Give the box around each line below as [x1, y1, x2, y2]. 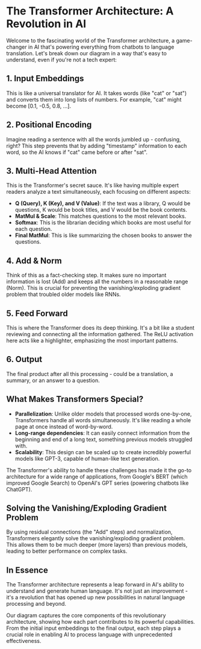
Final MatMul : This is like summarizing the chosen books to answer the [14, 232, 193, 239]
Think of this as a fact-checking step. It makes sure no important [6, 272, 167, 279]
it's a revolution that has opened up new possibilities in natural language [6, 594, 185, 601]
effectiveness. [6, 638, 42, 645]
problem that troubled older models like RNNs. [6, 291, 122, 298]
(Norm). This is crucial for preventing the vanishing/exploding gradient [6, 285, 181, 292]
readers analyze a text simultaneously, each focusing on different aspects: [6, 188, 191, 195]
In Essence [6, 565, 48, 575]
